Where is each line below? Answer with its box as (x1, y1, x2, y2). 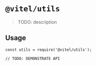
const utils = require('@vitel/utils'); (5, 47, 92, 52)
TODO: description (17, 19, 57, 25)
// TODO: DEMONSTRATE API (5, 56, 60, 61)
